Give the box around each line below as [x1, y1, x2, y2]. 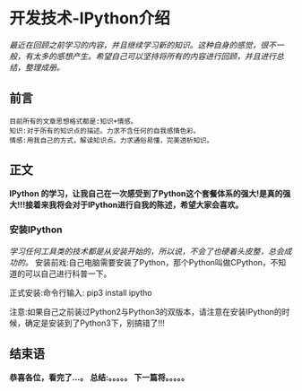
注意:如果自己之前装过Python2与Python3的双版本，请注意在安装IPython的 [9, 306, 282, 317]
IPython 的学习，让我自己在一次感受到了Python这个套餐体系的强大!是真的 [9, 187, 283, 198]
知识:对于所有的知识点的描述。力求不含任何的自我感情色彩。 [9, 126, 201, 135]
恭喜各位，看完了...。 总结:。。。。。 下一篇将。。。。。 [9, 371, 190, 382]
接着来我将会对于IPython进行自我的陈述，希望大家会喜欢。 [25, 199, 244, 210]
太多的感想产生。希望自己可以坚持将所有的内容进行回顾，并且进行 [32, 50, 276, 61]
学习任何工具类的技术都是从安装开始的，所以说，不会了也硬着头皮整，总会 [9, 246, 284, 256]
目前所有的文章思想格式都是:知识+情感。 [9, 117, 138, 126]
